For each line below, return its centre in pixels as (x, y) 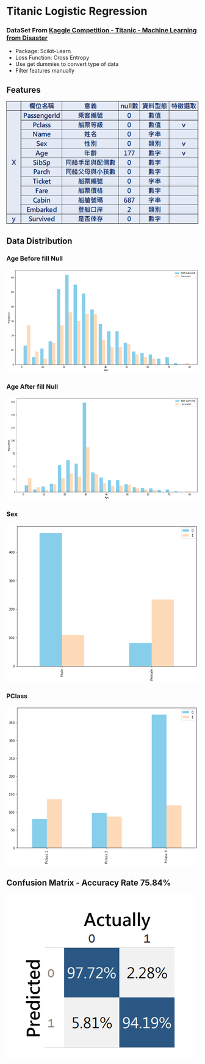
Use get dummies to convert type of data (67, 64)
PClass (17, 696)
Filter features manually (45, 71)
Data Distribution (39, 241)
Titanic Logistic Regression (77, 11)
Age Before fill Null (34, 259)
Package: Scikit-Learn (43, 51)
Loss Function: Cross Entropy (52, 58)
